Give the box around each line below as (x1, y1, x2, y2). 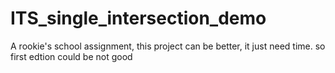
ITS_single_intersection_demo (10, 7, 267, 30)
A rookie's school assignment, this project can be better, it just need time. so (10, 40, 326, 52)
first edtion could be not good (10, 50, 133, 62)
